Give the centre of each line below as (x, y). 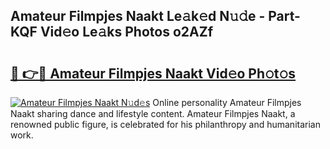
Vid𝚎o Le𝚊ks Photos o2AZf (126, 32)
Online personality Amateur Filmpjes (227, 102)
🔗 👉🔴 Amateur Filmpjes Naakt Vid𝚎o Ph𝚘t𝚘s (153, 73)
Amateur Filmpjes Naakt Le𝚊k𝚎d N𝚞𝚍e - (138, 16)
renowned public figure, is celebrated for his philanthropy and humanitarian (165, 124)
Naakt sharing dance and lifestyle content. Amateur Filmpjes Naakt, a (153, 113)
